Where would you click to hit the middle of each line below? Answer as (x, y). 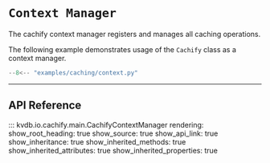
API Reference (45, 106)
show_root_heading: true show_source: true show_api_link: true (113, 133)
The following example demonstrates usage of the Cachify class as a (123, 49)
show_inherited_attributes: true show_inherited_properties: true (113, 150)
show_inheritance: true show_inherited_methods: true (97, 141)
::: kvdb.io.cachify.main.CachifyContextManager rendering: (106, 124)
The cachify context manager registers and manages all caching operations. (135, 34)
